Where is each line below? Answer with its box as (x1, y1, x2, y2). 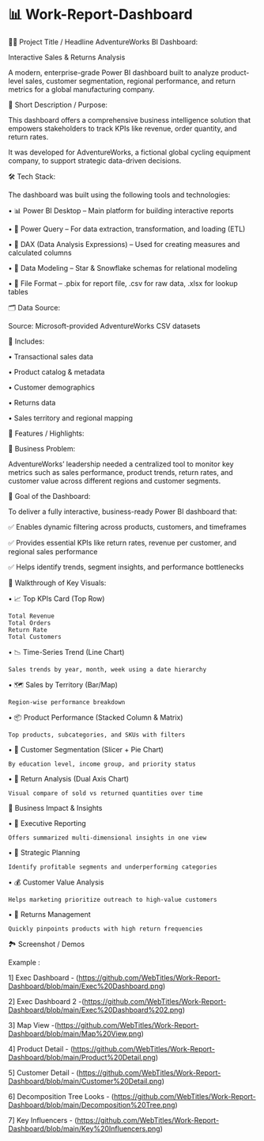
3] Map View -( (8, 1020, 58, 1029)
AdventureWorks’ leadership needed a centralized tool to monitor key (8, 459, 235, 469)
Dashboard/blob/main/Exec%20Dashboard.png (8, 981, 164, 991)
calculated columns (8, 248, 73, 257)
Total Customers (8, 633, 62, 641)
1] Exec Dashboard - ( (8, 972, 79, 982)
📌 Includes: (8, 337, 45, 346)
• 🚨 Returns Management (8, 909, 91, 919)
